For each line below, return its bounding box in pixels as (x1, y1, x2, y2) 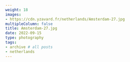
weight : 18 (5, 7, 28, 12)
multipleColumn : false (5, 21, 53, 26)
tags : (5, 40, 17, 45)
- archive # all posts (5, 44, 53, 49)
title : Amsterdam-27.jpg (5, 26, 57, 31)
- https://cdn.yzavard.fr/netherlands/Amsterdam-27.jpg (5, 16, 125, 21)
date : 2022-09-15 (5, 30, 42, 35)
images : (5, 12, 22, 17)
